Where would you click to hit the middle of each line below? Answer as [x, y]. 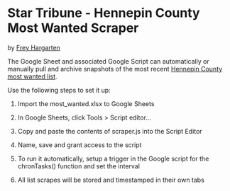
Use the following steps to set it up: [59, 90]
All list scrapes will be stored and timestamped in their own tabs [111, 180]
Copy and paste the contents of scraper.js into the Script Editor [110, 131]
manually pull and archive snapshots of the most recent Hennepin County [115, 69]
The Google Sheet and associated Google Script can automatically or [108, 61]
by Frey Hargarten [34, 47]
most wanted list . [33, 76]
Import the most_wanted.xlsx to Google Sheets [86, 103]
